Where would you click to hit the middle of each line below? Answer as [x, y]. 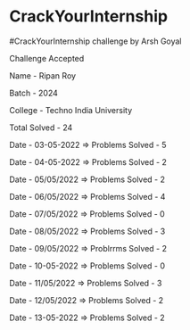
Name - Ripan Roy [43, 75]
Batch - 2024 [33, 93]
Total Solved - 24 [41, 128]
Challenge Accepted [47, 58]
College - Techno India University [71, 110]
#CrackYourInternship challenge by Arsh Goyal [95, 41]
